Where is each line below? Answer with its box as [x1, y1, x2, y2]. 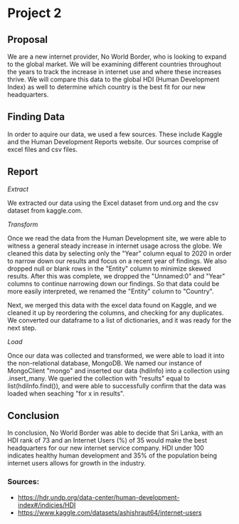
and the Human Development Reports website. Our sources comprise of [7, 137, 219, 146]
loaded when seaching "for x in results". [7, 389, 124, 398]
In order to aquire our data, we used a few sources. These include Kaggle [7, 130, 223, 138]
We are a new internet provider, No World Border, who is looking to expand [7, 52, 227, 61]
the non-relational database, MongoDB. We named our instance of [7, 358, 202, 367]
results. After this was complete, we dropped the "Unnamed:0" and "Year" [7, 271, 225, 280]
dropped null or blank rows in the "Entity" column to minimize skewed [7, 264, 211, 273]
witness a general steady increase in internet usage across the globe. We [7, 241, 223, 250]
